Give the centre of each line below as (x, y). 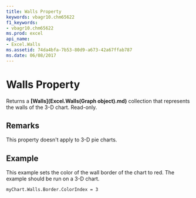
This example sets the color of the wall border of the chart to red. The (90, 173)
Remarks (23, 125)
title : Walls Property (34, 11)
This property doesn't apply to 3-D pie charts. (62, 140)
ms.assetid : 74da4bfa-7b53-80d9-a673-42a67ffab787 (69, 50)
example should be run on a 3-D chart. (53, 179)
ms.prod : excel (25, 34)
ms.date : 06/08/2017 (31, 55)
